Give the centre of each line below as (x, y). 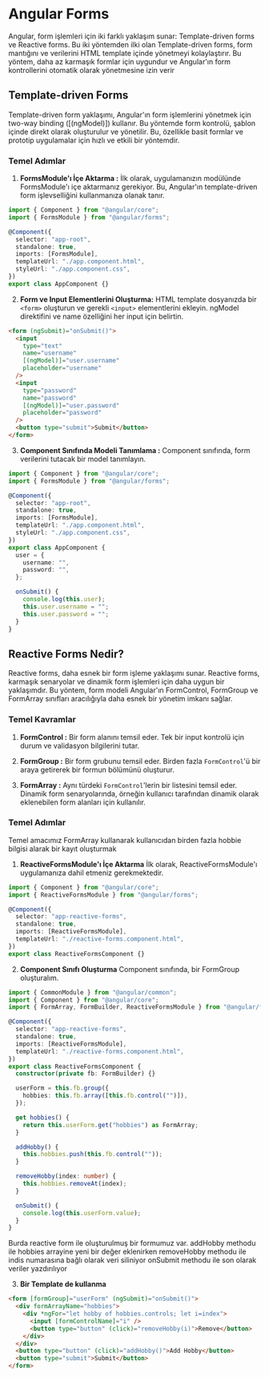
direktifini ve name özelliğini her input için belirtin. (102, 316)
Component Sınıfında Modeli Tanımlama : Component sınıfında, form (135, 450)
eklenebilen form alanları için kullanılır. (83, 802)
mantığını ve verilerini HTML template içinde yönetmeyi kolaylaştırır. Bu (125, 53)
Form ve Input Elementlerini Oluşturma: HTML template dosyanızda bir (138, 299)
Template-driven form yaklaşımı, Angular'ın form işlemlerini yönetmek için (130, 114)
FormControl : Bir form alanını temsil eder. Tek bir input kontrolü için (132, 737)
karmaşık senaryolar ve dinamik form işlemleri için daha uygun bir (116, 682)
